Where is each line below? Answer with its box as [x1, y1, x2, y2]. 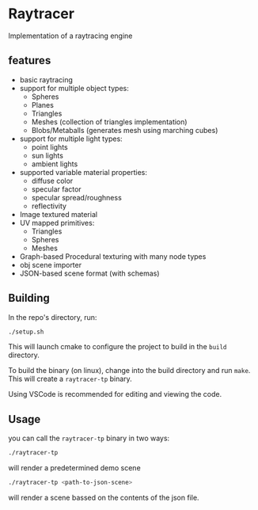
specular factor [31, 184, 82, 194]
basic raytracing [19, 74, 74, 84]
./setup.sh [8, 328, 44, 336]
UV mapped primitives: [19, 218, 95, 227]
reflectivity [31, 201, 67, 211]
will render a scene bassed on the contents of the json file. [8, 493, 199, 502]
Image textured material [19, 209, 97, 219]
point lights [31, 142, 69, 151]
